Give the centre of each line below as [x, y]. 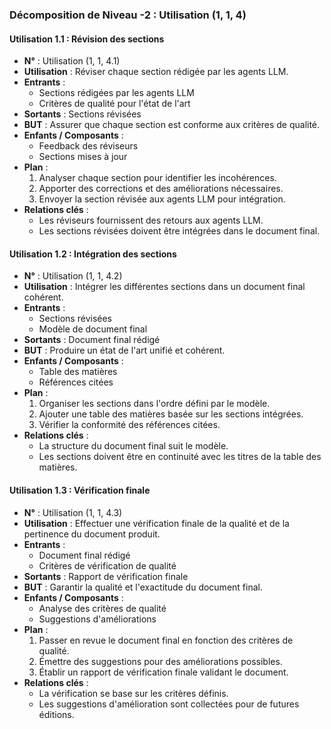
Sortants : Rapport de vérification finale [106, 576]
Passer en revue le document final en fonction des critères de [166, 640]
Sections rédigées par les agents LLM [116, 93]
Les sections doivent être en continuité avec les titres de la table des [180, 457]
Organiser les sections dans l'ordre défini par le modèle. [154, 404]
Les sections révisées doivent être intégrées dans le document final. [179, 231]
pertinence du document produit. [92, 534]
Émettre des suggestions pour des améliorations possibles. [160, 661]
